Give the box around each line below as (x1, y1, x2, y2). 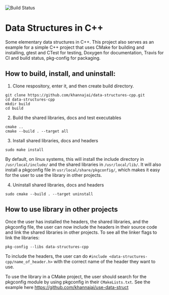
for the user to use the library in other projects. (5, 172, 102, 178)
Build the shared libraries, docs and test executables (12, 115, 122, 121)
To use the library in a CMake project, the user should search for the (5, 273, 147, 279)
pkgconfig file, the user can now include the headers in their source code (5, 224, 157, 230)
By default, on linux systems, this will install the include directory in (5, 156, 144, 162)
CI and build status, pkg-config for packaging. (5, 55, 101, 61)
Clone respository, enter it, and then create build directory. (12, 83, 134, 89)
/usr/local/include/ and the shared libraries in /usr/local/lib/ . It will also (5, 161, 161, 167)
